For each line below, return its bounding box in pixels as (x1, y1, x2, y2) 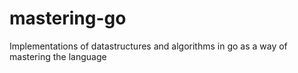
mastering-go (9, 7, 127, 30)
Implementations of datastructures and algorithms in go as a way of (9, 40, 288, 52)
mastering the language (9, 50, 107, 62)
